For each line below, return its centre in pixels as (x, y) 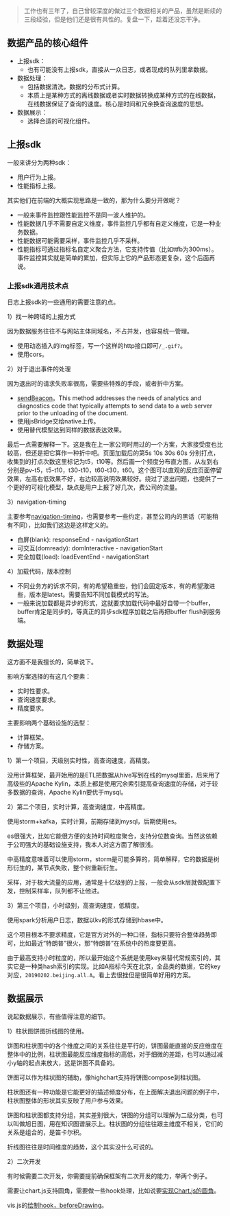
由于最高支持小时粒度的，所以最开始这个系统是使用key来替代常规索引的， (111, 957)
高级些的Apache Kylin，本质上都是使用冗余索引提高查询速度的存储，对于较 (113, 783)
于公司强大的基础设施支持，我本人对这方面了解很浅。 (82, 844)
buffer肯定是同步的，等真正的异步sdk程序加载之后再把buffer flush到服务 (119, 611)
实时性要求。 (35, 691)
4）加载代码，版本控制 (39, 571)
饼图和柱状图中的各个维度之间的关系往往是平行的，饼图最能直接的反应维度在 (115, 1045)
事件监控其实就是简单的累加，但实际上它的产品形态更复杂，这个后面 (113, 257)
